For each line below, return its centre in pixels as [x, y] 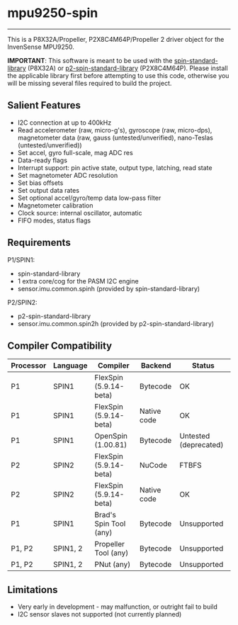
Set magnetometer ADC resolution [68, 175]
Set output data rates [49, 190]
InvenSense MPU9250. [41, 47]
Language [70, 366]
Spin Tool [110, 524]
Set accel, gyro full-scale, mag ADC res [75, 152]
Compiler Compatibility [59, 345]
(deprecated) [202, 445]
